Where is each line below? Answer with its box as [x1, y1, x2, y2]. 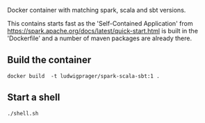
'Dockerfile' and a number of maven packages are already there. [7, 34, 192, 42]
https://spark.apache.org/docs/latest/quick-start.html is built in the [7, 27, 198, 35]
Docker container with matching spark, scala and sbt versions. [7, 6, 186, 14]
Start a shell [7, 92, 60, 104]
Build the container [7, 54, 92, 66]
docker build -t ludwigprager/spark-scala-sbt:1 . [7, 72, 160, 79]
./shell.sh [7, 110, 39, 117]
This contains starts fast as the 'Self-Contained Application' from [7, 19, 193, 27]
